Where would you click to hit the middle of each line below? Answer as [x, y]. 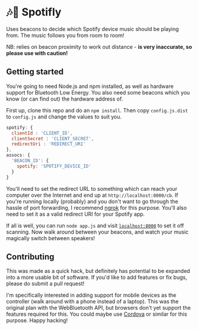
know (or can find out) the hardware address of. [65, 99]
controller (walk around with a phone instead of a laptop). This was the [92, 301]
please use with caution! [37, 53]
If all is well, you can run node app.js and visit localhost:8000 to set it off [95, 225]
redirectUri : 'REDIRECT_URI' [49, 144]
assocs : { [18, 155]
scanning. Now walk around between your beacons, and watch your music [97, 232]
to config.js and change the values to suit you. [64, 117]
